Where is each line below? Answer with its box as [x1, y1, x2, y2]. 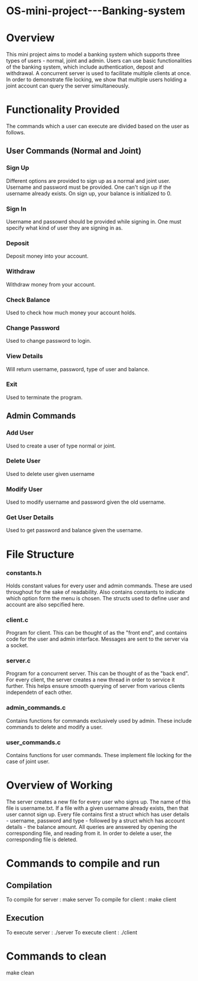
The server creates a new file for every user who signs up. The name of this [6, 798, 191, 806]
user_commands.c [6, 738, 61, 747]
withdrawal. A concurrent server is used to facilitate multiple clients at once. [6, 70, 191, 77]
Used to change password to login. [6, 337, 92, 345]
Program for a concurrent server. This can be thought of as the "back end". [6, 670, 189, 677]
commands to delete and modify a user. [6, 723, 103, 731]
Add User [6, 429, 34, 437]
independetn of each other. [6, 689, 73, 696]
